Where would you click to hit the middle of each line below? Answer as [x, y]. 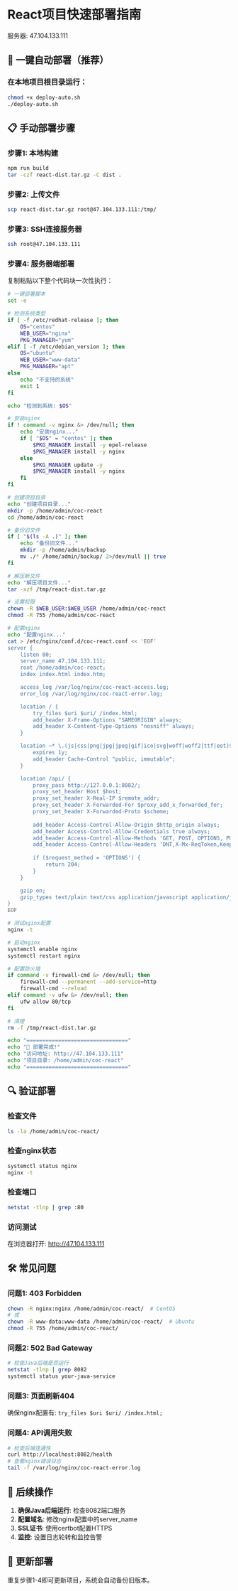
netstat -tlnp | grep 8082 [47, 1370]
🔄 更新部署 [30, 1561]
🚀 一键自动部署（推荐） [58, 60]
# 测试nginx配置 [29, 923]
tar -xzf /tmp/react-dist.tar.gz [57, 589]
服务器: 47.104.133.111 [38, 36]
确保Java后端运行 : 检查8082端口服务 [72, 1510]
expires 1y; [51, 753]
